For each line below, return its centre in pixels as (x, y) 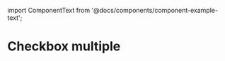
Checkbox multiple (64, 46)
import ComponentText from (49, 10)
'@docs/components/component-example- (155, 10)
